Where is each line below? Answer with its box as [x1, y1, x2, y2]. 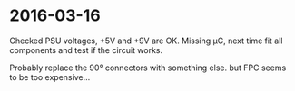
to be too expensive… [9, 71, 91, 82]
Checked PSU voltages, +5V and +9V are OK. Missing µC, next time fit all [9, 35, 283, 46]
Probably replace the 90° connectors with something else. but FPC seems [9, 62, 287, 73]
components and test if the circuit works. [9, 44, 163, 55]
